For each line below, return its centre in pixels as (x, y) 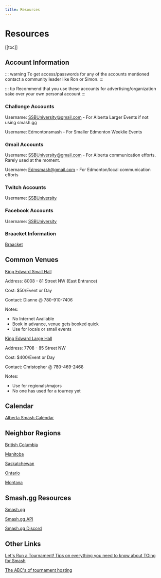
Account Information (37, 62)
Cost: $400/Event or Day (30, 357)
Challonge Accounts (30, 107)
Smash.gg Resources (38, 498)
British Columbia (21, 445)
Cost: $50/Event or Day (28, 290)
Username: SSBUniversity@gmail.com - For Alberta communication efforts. (80, 155)
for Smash (15, 560)
